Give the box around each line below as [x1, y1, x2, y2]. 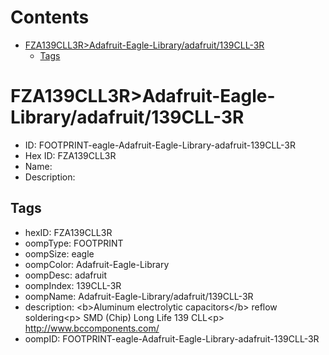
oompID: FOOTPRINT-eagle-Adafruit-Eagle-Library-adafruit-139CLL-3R [24, 332, 320, 345]
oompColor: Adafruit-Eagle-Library [24, 258, 170, 270]
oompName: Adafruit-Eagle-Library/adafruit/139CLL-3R [24, 290, 254, 302]
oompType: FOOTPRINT [24, 237, 124, 249]
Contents [10, 6, 90, 29]
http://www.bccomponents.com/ [24, 322, 160, 334]
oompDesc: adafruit [24, 269, 108, 281]
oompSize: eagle [24, 247, 95, 260]
